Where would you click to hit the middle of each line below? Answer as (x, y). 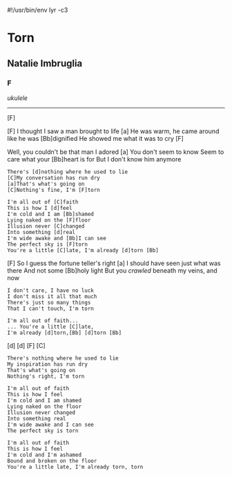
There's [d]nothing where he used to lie (68, 172)
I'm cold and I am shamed (44, 400)
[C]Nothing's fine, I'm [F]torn (54, 190)
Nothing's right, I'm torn (46, 376)
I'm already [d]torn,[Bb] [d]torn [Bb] (65, 333)
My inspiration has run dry (48, 364)
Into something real (37, 418)
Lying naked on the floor (44, 407)
